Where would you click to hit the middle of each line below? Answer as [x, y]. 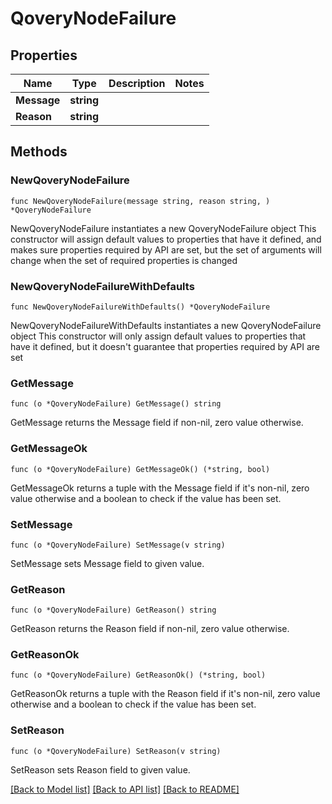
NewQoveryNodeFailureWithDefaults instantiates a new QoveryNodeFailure [166, 325]
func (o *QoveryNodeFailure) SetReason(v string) [116, 751]
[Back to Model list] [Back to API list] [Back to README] [125, 789]
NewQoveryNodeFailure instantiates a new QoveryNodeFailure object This [163, 228]
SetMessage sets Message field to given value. [107, 563]
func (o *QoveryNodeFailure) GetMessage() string [116, 404]
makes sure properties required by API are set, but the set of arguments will [166, 249]
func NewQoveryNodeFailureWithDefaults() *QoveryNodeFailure [140, 307]
